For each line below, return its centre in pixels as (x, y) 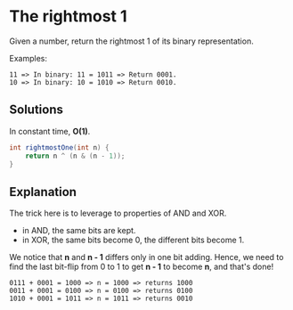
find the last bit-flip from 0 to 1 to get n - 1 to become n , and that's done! (142, 267)
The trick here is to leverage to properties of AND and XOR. (118, 213)
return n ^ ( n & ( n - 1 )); (75, 156)
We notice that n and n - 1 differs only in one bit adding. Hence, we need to (146, 257)
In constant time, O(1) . (50, 131)
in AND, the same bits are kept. (79, 231)
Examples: (28, 58)
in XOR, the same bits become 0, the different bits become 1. (133, 240)
